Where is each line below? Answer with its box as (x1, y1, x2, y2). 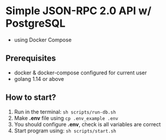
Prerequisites (5, 53, 56, 63)
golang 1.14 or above (14, 75, 64, 82)
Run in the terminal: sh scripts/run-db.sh (14, 108, 116, 115)
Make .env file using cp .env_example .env (14, 114, 119, 122)
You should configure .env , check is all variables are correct (14, 121, 161, 128)
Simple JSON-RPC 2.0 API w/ (5, 4, 152, 18)
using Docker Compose (14, 36, 72, 43)
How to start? (5, 93, 57, 103)
